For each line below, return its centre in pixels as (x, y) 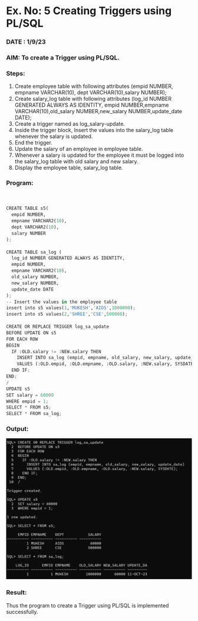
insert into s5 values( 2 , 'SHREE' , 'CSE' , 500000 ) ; (67, 314)
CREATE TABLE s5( (27, 208)
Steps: (16, 73)
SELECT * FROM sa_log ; (34, 414)
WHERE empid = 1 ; (27, 401)
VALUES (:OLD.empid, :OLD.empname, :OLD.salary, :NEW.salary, (95, 364)
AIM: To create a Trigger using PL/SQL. (63, 58)
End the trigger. (34, 143)
